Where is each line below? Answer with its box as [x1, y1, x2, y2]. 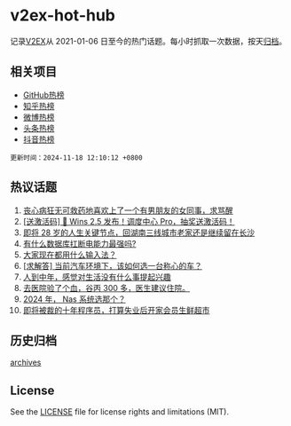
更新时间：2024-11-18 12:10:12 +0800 [10, 153, 143, 162]
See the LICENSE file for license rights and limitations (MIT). [10, 406, 230, 417]
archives [10, 357, 42, 368]
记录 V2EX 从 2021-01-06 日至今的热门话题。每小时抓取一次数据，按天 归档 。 [10, 35, 287, 46]
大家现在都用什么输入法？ [22, 249, 117, 260]
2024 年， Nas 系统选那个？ [22, 294, 127, 304]
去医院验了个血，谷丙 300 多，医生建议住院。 [22, 282, 190, 293]
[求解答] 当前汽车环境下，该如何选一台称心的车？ [22, 260, 202, 271]
